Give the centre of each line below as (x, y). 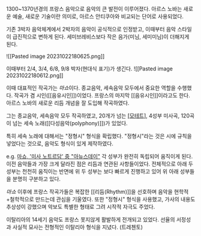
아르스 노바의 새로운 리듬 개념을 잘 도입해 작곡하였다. (68, 103)
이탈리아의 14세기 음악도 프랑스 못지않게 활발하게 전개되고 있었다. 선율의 (91, 219)
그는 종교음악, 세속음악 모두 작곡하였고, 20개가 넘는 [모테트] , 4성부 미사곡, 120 (98, 116)
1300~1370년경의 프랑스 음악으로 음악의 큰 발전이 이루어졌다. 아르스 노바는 (94, 9)
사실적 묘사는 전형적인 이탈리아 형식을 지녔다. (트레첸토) (77, 227)
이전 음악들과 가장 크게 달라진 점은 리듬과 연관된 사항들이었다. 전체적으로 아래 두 (100, 164)
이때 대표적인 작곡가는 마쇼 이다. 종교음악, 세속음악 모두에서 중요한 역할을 (91, 88)
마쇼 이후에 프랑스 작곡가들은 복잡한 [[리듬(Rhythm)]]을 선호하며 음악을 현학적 (97, 192)
